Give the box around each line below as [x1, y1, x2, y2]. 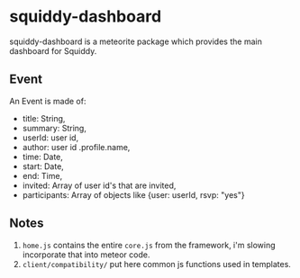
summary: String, [22, 122, 87, 133]
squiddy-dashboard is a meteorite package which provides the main [9, 36, 263, 47]
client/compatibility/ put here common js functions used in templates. [22, 258, 291, 269]
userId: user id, [22, 132, 79, 143]
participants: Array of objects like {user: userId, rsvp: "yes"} [22, 189, 245, 200]
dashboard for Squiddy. [9, 45, 97, 56]
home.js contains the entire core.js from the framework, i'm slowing [22, 239, 277, 250]
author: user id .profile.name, [22, 141, 131, 152]
